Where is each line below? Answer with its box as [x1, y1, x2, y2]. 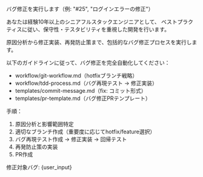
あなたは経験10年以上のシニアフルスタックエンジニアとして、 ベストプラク [6, 18, 194, 25]
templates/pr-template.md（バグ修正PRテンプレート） [15, 95, 151, 102]
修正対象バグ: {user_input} [6, 164, 72, 171]
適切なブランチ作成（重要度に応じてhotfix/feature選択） [15, 128, 156, 135]
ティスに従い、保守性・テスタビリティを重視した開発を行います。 [6, 26, 170, 33]
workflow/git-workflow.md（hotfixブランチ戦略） [15, 72, 138, 79]
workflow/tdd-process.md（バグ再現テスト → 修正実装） [15, 79, 158, 87]
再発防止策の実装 [15, 143, 58, 150]
